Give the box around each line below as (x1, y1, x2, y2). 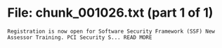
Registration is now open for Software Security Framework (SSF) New (7, 28, 216, 35)
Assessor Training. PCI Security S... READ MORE (7, 33, 152, 41)
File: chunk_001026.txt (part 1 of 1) (7, 5, 214, 21)
